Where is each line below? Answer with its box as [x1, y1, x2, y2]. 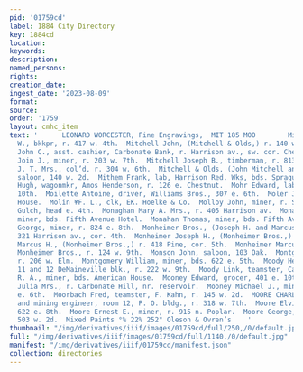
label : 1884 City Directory [9, 22, 115, 31]
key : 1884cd [9, 30, 54, 39]
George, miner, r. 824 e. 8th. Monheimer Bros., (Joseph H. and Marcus [17, 223, 297, 232]
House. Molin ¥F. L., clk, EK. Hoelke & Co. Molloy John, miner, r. [17, 198, 289, 208]
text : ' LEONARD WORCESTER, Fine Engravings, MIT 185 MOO [9, 131, 256, 140]
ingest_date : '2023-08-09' [9, 88, 111, 98]
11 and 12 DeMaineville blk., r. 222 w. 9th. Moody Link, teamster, [17, 265, 284, 274]
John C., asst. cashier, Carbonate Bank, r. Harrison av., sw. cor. [17, 147, 280, 156]
